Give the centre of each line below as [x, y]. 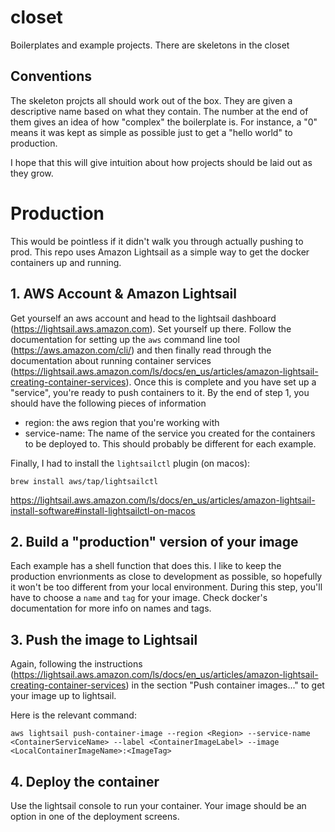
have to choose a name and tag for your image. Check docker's [139, 598]
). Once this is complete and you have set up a [221, 382]
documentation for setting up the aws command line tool [125, 339]
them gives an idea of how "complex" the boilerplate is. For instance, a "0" [164, 122]
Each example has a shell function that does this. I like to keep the [146, 566]
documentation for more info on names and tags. [111, 608]
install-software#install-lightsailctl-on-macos [103, 510]
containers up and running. [66, 262]
